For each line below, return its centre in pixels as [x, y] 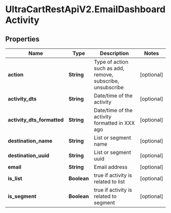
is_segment [22, 196]
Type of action [111, 62]
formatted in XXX [114, 123]
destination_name [30, 141]
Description [115, 53]
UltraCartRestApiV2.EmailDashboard [85, 9]
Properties [22, 39]
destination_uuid [28, 155]
